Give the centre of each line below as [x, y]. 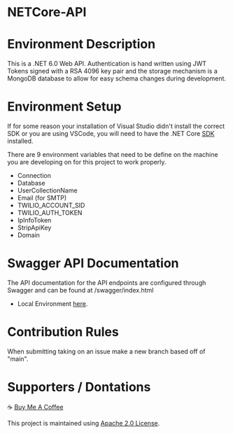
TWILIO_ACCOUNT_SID [51, 205]
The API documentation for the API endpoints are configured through [107, 283]
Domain [29, 235]
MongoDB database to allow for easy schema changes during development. [116, 78]
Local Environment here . [52, 304]
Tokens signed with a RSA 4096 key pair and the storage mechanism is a [113, 71]
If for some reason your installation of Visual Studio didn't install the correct [116, 126]
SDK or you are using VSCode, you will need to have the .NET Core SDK [111, 134]
